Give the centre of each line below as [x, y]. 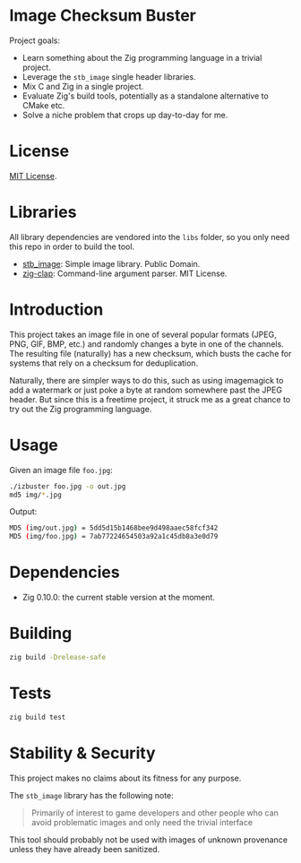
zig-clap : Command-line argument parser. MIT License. [125, 273]
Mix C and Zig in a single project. [83, 86]
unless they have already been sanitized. [85, 849]
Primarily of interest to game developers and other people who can [155, 813]
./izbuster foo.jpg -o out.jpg [68, 486]
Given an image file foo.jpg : [61, 470]
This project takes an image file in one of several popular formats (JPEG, [143, 334]
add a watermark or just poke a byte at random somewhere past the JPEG [146, 390]
